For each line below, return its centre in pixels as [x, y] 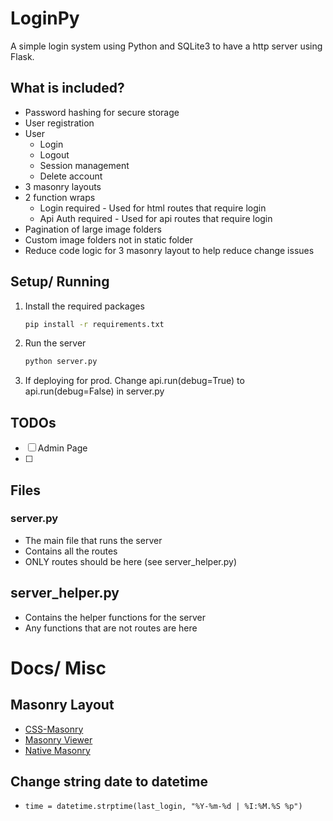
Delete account [71, 176]
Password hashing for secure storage [102, 112]
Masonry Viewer [58, 739]
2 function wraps [60, 197]
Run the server [55, 343]
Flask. [22, 56]
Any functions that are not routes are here [111, 628]
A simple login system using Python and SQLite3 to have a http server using [166, 46]
